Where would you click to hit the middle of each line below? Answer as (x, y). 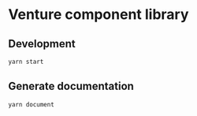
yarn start (26, 62)
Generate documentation (71, 86)
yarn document (32, 104)
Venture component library (98, 15)
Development (42, 44)
